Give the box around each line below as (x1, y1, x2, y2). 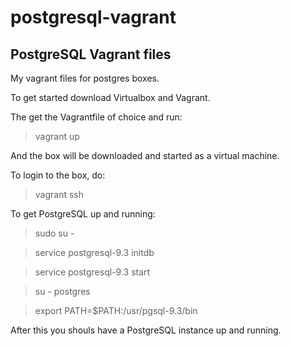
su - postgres (34, 286, 91, 297)
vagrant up (34, 131, 80, 142)
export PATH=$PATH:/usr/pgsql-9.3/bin (34, 305, 198, 316)
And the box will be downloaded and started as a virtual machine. (10, 150, 280, 161)
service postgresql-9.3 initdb (34, 247, 155, 258)
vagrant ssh (34, 189, 85, 200)
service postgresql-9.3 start (34, 266, 151, 278)
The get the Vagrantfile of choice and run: (10, 111, 183, 123)
